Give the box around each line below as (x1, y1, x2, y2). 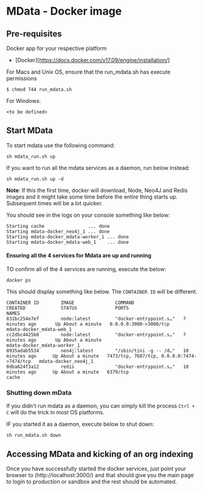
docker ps (6, 277, 32, 284)
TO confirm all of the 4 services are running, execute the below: (6, 266, 167, 273)
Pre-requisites (6, 29, 62, 39)
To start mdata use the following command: (6, 141, 115, 149)
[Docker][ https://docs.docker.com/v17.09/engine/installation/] (15, 57, 170, 63)
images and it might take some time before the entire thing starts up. (6, 193, 178, 200)
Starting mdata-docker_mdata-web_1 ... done (6, 239, 129, 245)
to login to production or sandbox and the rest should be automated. (6, 478, 177, 486)
